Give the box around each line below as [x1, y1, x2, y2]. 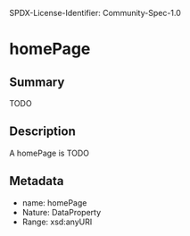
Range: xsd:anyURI [21, 216, 93, 227]
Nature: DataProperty [21, 206, 102, 217]
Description [9, 124, 76, 139]
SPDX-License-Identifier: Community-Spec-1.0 [9, 8, 181, 18]
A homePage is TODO [9, 147, 90, 158]
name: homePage [21, 197, 87, 208]
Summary [9, 74, 65, 89]
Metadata [9, 173, 64, 189]
